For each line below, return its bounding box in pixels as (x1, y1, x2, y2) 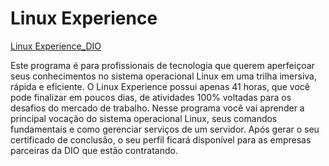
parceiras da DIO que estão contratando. (10, 144, 178, 156)
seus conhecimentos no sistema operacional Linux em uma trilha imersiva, (10, 70, 318, 82)
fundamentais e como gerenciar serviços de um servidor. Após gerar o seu (10, 123, 320, 135)
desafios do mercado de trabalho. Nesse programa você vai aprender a (10, 102, 305, 114)
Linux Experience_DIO (10, 40, 102, 52)
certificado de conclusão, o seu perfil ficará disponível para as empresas (10, 133, 312, 146)
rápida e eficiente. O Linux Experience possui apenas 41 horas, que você (10, 80, 310, 92)
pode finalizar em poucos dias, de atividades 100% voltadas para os (10, 91, 292, 103)
